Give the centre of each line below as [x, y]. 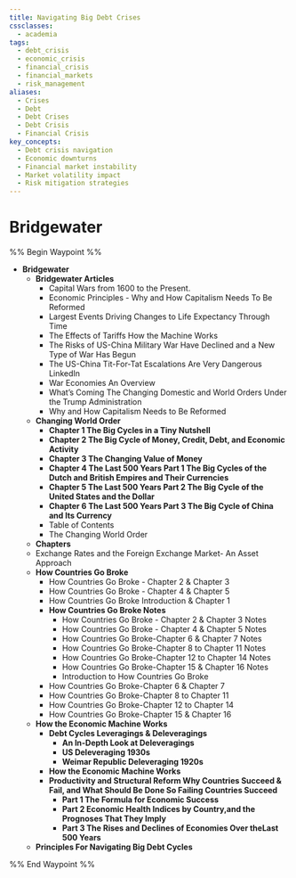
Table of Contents [81, 525]
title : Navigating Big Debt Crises [75, 17]
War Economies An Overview [102, 383]
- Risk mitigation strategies [73, 184]
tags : [19, 42]
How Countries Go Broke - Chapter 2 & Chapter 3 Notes [164, 620]
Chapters [53, 544]
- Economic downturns [57, 158]
